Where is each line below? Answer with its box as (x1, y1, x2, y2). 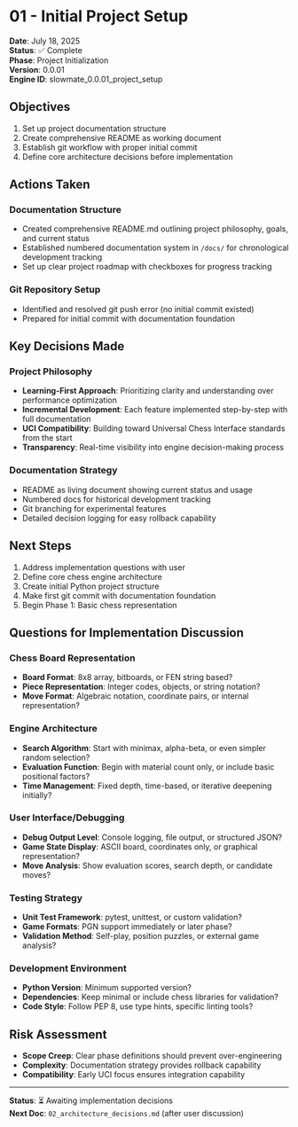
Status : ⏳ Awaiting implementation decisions (9, 1095, 173, 1106)
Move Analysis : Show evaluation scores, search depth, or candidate (21, 860, 273, 871)
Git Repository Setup (9, 284, 101, 296)
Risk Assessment (9, 1027, 107, 1042)
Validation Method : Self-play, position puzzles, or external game (21, 931, 260, 942)
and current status (21, 233, 90, 244)
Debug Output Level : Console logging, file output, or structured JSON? (21, 832, 282, 842)
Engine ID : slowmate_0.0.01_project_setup (9, 74, 163, 84)
